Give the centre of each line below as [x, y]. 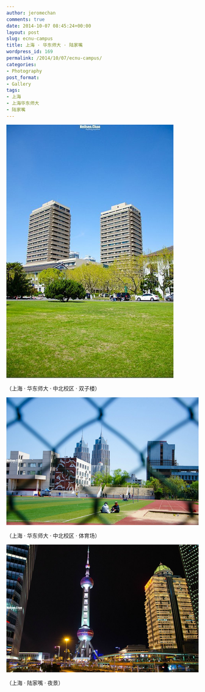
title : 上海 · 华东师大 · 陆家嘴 [45, 45]
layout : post [23, 32]
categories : [21, 64]
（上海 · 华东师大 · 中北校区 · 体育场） [53, 535]
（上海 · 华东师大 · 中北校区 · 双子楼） [53, 388]
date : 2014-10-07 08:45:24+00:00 [49, 26]
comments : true [26, 19]
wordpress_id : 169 [30, 52]
